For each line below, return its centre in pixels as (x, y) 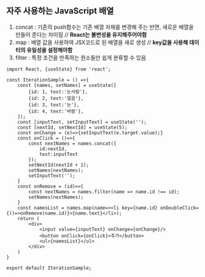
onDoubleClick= (180, 208)
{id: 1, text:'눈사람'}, (58, 92)
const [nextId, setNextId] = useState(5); (72, 127)
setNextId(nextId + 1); (59, 165)
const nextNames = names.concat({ (72, 143)
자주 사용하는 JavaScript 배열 (60, 11)
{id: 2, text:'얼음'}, (56, 98)
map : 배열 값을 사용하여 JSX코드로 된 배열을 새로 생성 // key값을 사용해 (102, 42)
